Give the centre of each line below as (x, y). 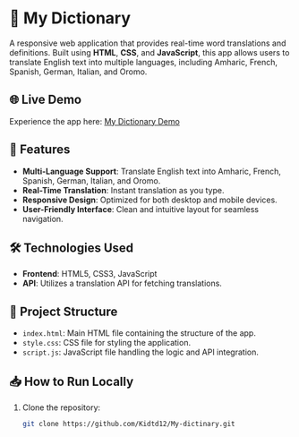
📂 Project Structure (64, 311)
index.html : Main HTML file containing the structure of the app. (139, 333)
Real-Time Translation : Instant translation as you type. (123, 190)
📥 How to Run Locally (72, 381)
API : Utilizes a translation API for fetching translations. (122, 283)
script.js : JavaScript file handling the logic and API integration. (141, 352)
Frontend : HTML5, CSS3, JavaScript (90, 274)
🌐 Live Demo (46, 100)
